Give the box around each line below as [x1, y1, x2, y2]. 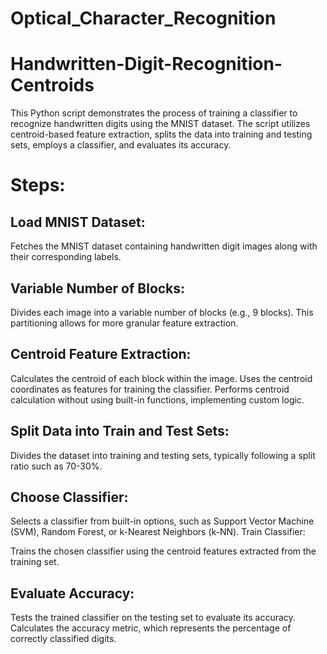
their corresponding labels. [10, 251, 122, 263]
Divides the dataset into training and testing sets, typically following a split [10, 449, 316, 461]
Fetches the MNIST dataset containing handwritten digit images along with [10, 240, 318, 252]
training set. [10, 556, 60, 568]
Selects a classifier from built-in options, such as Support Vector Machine [10, 515, 315, 527]
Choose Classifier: [10, 488, 129, 506]
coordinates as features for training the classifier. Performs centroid [10, 383, 290, 395]
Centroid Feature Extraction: [10, 346, 192, 363]
